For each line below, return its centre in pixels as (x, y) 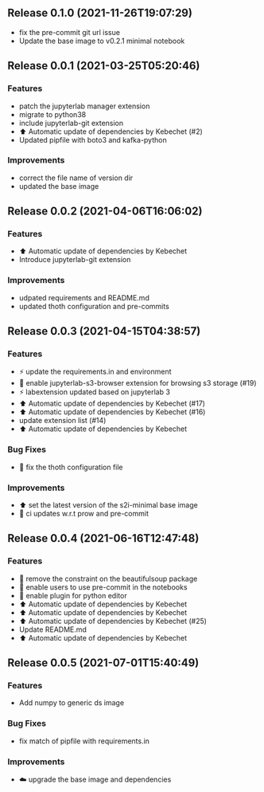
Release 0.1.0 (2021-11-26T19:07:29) (100, 13)
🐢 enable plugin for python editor (73, 595)
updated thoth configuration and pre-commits (94, 306)
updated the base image (59, 186)
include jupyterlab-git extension (71, 123)
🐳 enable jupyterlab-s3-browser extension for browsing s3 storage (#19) (138, 383)
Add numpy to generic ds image (72, 703)
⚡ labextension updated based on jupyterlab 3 (94, 392)
